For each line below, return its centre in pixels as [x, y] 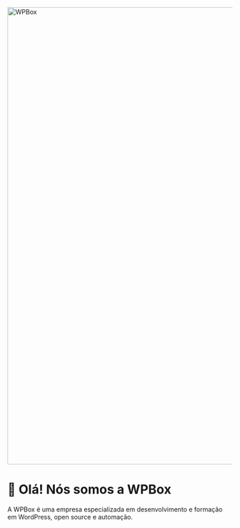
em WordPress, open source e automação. [70, 517]
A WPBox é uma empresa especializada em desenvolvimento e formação [115, 509]
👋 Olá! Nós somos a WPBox [89, 490]
